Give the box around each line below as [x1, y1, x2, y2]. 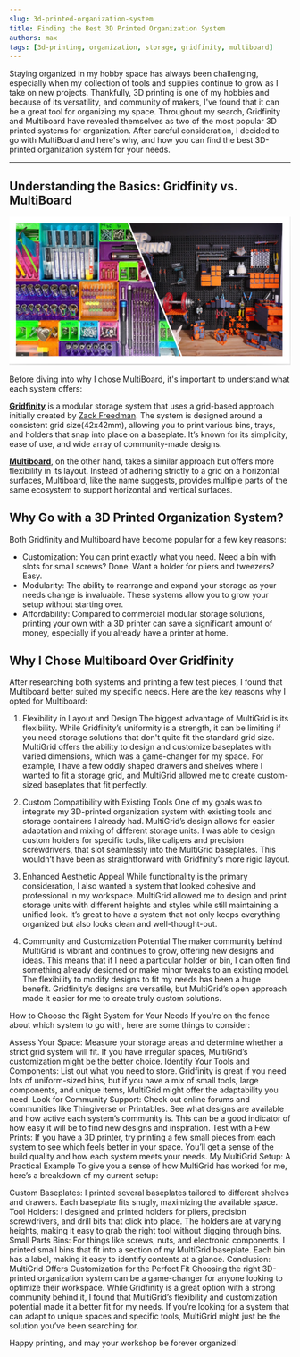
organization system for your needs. [37, 144, 171, 156]
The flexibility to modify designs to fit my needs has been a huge [21, 974, 262, 985]
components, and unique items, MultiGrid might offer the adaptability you [9, 1084, 279, 1095]
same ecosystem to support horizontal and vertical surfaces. [9, 484, 233, 495]
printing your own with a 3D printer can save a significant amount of [21, 618, 273, 628]
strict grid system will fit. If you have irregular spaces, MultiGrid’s [9, 1047, 248, 1058]
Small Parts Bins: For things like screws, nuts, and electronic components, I [9, 1235, 286, 1246]
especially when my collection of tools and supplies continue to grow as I [9, 78, 279, 88]
